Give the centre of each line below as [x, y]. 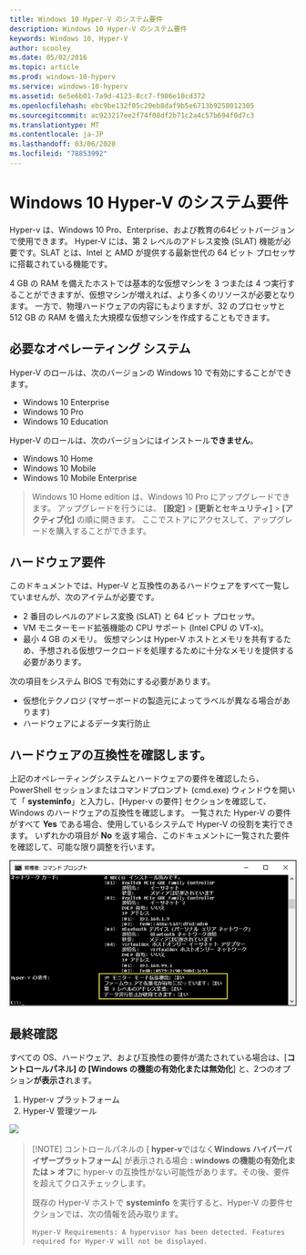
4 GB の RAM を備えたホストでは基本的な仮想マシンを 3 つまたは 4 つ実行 [148, 283]
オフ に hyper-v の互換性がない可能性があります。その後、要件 [173, 1172]
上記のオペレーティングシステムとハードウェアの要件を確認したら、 [137, 779]
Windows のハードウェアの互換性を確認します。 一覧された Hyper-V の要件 [150, 813]
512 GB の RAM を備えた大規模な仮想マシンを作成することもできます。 [142, 317]
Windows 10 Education [66, 421]
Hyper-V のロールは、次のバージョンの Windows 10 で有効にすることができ [151, 372]
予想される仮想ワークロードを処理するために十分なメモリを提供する [166, 650]
